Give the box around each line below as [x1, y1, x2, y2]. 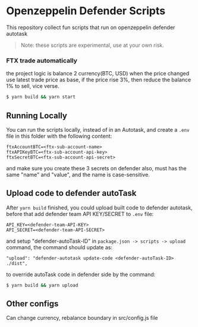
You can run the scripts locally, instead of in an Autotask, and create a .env [6, 126, 190, 133]
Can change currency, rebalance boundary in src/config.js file [6, 315, 158, 322]
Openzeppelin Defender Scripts [6, 4, 165, 18]
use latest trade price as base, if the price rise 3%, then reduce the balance [6, 76, 191, 84]
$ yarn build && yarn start [6, 94, 76, 100]
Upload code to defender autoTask [6, 188, 137, 198]
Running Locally [6, 110, 67, 120]
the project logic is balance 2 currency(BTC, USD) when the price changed [6, 70, 190, 77]
